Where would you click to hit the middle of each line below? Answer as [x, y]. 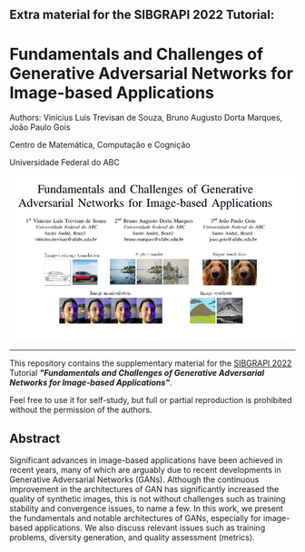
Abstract [35, 438]
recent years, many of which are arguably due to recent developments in [145, 470]
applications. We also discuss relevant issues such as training [150, 528]
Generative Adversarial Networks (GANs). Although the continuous [134, 479]
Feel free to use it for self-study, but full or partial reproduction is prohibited [151, 400]
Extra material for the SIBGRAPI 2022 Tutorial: [142, 15]
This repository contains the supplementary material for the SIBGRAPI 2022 [151, 363]
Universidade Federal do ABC [65, 163]
